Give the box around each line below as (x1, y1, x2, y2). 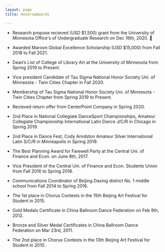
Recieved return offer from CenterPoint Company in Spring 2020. (12, 104, 145, 109)
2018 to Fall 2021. (12, 50, 48, 56)
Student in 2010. (12, 242, 46, 248)
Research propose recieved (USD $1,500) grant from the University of (12, 30, 155, 36)
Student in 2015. (12, 198, 45, 204)
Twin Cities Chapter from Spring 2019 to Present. (12, 94, 112, 100)
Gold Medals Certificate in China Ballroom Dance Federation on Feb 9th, (12, 207, 160, 213)
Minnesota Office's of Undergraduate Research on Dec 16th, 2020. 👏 (12, 35, 153, 41)
